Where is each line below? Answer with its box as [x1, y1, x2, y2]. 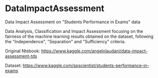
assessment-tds [5, 53, 37, 59]
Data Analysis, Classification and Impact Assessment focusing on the [5, 28, 143, 34]
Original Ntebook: [5, 48, 40, 54]
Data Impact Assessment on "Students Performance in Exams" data [5, 19, 141, 25]
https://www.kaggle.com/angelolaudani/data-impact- [41, 48, 148, 54]
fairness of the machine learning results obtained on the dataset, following [5, 33, 154, 39]
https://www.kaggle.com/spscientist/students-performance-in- [22, 62, 149, 68]
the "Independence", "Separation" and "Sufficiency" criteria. [5, 38, 126, 44]
